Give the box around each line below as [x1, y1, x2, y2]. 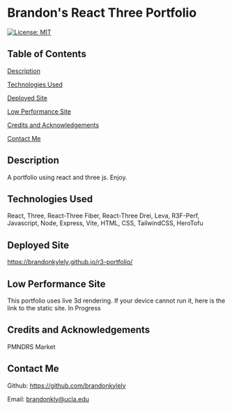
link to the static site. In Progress [7, 304, 101, 312]
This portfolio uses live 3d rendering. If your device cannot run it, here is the [7, 296, 226, 305]
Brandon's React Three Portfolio [7, 5, 197, 21]
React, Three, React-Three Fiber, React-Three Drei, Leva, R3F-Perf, [7, 211, 200, 220]
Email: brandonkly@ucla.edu [7, 395, 89, 403]
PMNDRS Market [7, 342, 56, 351]
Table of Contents [7, 48, 87, 60]
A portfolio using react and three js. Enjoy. [7, 173, 127, 181]
